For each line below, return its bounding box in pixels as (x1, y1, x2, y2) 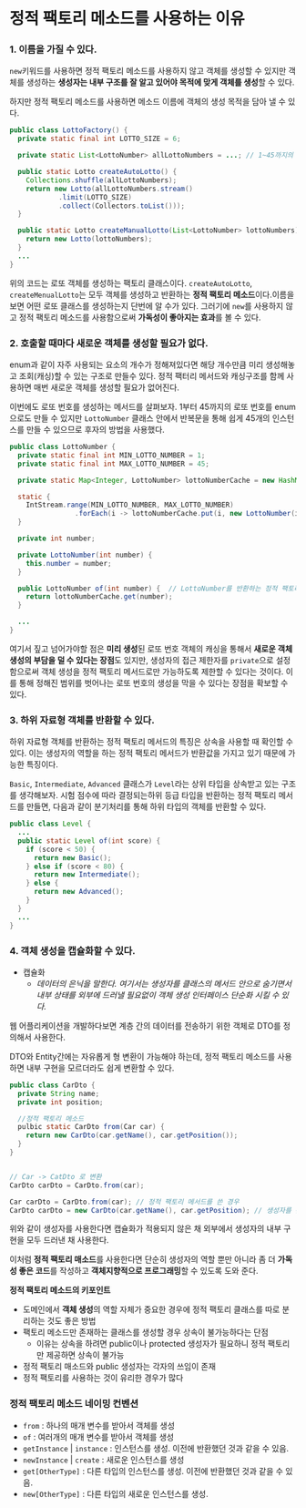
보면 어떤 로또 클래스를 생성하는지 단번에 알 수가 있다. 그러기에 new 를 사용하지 (9, 300, 284, 311)
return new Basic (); (33, 853, 112, 862)
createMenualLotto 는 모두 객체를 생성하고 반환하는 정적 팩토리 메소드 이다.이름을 (9, 289, 294, 300)
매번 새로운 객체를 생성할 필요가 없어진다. (33, 382, 180, 393)
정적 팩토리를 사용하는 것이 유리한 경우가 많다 (22, 1372, 184, 1383)
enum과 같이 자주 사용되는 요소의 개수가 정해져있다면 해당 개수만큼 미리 (9, 359, 264, 370)
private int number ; (17, 534, 96, 543)
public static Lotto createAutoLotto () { (17, 168, 178, 177)
